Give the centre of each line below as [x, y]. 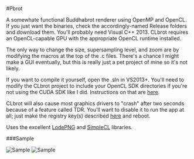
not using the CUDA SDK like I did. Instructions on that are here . [83, 92]
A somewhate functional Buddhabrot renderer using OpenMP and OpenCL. [96, 20]
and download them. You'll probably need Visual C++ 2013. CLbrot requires [97, 32]
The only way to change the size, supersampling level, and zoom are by [93, 50]
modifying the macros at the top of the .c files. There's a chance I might [93, 56]
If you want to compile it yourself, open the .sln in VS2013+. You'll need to [95, 79]
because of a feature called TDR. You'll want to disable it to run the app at [95, 110]
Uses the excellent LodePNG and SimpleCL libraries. [69, 127]
